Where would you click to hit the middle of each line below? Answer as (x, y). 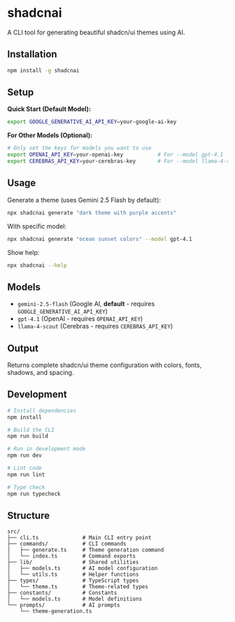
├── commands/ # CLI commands (67, 544)
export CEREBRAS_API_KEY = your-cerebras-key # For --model (103, 161)
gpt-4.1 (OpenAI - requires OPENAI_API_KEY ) (80, 319)
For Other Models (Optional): (50, 135)
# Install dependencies (42, 410)
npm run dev (24, 456)
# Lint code (24, 468)
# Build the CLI (31, 430)
